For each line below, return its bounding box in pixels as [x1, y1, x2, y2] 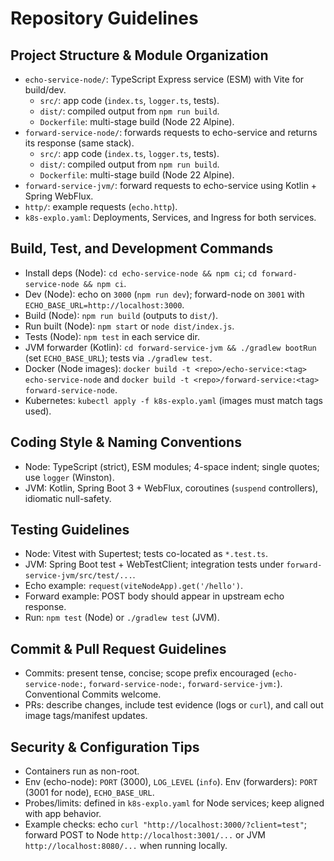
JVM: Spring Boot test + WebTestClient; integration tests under [24, 558, 285, 571]
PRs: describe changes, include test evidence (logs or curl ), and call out [24, 699, 324, 711]
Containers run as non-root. [24, 765, 140, 777]
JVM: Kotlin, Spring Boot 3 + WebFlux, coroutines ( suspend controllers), [24, 482, 319, 494]
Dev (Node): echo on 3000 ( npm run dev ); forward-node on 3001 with [24, 288, 305, 300]
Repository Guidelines [10, 7, 199, 30]
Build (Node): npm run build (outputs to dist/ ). [24, 309, 218, 321]
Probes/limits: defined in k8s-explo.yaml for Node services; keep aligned [24, 797, 325, 809]
